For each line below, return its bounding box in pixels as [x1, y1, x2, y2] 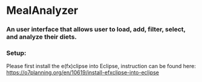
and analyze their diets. [6, 33, 77, 41]
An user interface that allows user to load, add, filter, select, [6, 25, 186, 34]
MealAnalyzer [6, 4, 79, 17]
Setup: [6, 49, 27, 57]
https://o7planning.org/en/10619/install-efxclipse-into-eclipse [6, 69, 159, 76]
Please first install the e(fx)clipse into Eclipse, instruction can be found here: [6, 63, 197, 70]
